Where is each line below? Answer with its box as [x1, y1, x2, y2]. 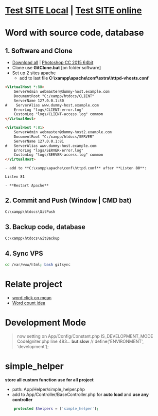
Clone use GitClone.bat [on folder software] [12, 65, 101, 71]
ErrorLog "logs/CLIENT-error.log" [14, 107, 84, 112]
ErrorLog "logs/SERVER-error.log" [14, 148, 84, 153]
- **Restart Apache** [5, 183, 49, 188]
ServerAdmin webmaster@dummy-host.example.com [14, 89, 110, 94]
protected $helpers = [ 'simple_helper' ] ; [14, 406, 99, 411]
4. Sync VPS [5, 249, 43, 257]
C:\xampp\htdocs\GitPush [5, 209, 55, 214]
